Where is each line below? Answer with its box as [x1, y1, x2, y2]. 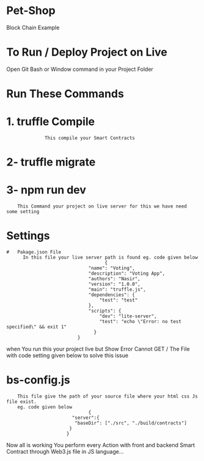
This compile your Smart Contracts [45, 135, 136, 141]
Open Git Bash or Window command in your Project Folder [6, 65, 154, 73]
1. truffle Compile [6, 115, 95, 129]
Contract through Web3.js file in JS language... [6, 448, 124, 455]
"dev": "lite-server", [99, 313, 157, 319]
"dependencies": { [88, 292, 136, 298]
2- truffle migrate [6, 155, 96, 169]
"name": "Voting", [88, 265, 136, 272]
